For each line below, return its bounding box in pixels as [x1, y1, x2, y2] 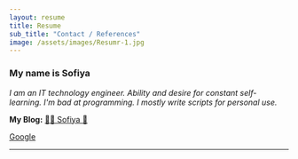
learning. [9, 97, 43, 107]
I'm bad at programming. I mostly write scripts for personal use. [43, 97, 278, 107]
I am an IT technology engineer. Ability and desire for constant [9, 87, 239, 98]
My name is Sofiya [9, 68, 90, 80]
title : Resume [9, 21, 62, 30]
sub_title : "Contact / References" [9, 29, 141, 38]
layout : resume [9, 12, 66, 22]
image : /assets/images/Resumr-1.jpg [9, 37, 145, 47]
